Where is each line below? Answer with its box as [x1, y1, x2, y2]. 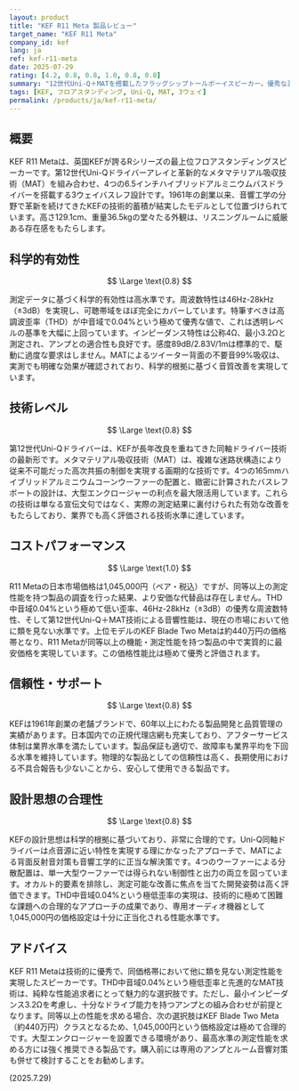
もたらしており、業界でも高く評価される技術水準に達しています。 [9, 509, 249, 521]
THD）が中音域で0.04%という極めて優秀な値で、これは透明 [47, 317, 269, 327]
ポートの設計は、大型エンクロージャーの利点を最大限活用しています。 [9, 487, 265, 498]
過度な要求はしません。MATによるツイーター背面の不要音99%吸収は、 [24, 350, 285, 360]
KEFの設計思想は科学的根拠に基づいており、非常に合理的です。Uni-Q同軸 [9, 834, 279, 845]
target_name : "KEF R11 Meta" [9, 29, 117, 38]
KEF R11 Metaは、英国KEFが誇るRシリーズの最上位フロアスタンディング [9, 157, 272, 167]
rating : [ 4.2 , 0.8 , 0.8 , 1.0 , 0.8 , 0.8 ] [9, 71, 162, 80]
